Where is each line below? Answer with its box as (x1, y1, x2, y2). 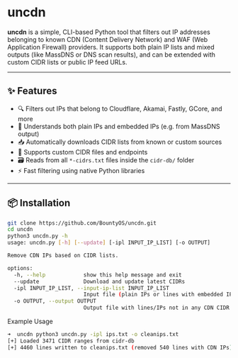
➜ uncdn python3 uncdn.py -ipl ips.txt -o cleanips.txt (7, 331, 179, 338)
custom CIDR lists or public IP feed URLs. (7, 57, 127, 66)
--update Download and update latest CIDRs (13, 278, 186, 285)
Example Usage (7, 317, 53, 326)
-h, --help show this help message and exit (13, 271, 182, 279)
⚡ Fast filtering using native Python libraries (17, 166, 145, 174)
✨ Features (7, 85, 57, 97)
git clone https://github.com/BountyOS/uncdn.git (7, 219, 157, 227)
